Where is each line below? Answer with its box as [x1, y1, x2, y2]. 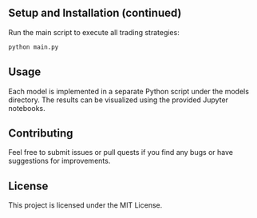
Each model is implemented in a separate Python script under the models [8, 86, 250, 96]
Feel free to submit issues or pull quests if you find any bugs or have [8, 148, 234, 157]
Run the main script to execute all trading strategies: [8, 27, 180, 37]
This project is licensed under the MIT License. [8, 200, 163, 210]
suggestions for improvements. [8, 156, 111, 166]
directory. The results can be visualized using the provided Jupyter [8, 95, 229, 105]
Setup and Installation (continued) [8, 6, 182, 20]
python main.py [8, 43, 59, 51]
